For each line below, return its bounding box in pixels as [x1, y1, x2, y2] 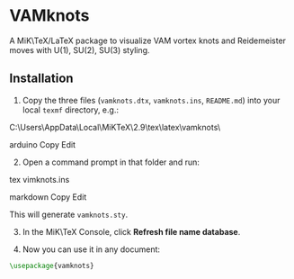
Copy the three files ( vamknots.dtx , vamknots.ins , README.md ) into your [22, 94, 281, 105]
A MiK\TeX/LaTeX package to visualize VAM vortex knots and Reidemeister [9, 35, 286, 46]
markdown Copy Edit [9, 191, 87, 202]
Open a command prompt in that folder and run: [22, 157, 200, 167]
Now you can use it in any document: [22, 244, 160, 255]
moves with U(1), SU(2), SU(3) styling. [9, 44, 150, 55]
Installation [9, 71, 74, 86]
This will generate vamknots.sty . [9, 209, 129, 220]
